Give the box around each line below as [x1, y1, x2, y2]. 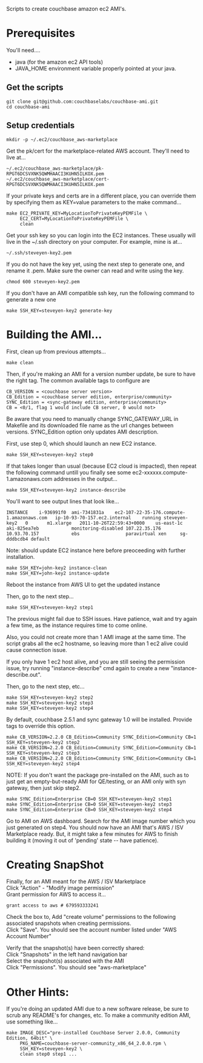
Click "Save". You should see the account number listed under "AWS [6, 926, 177, 933]
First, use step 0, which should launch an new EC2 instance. [6, 440, 156, 447]
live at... [6, 153, 26, 161]
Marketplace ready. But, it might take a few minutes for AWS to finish [6, 830, 178, 837]
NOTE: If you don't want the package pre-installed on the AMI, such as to [6, 771, 189, 778]
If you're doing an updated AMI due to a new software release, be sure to [6, 1005, 189, 1013]
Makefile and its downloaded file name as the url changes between [6, 421, 174, 429]
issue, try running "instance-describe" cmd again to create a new [6, 664, 170, 671]
